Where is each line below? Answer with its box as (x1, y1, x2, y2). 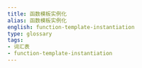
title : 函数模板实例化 (7, 10, 67, 18)
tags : (7, 37, 23, 44)
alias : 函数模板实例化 (7, 17, 67, 24)
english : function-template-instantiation (7, 23, 135, 30)
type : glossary (7, 30, 53, 38)
